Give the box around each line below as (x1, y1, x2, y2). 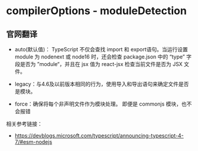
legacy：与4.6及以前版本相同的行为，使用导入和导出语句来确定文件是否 (14, 81, 189, 87)
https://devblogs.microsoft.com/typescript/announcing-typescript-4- (14, 132, 184, 139)
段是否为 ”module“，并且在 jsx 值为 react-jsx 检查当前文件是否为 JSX (14, 61, 183, 67)
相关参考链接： (6, 120, 43, 127)
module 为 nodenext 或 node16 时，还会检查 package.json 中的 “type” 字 (14, 53, 192, 60)
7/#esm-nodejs (14, 139, 53, 145)
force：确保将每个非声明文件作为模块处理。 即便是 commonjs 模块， (14, 100, 182, 107)
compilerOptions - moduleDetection (6, 4, 187, 18)
